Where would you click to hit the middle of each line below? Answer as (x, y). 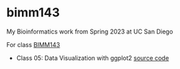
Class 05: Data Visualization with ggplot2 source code (92, 58)
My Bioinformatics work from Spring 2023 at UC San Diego (90, 31)
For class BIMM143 (33, 44)
